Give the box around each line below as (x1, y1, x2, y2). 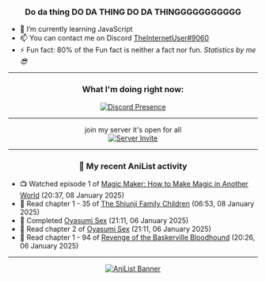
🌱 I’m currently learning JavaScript (19, 25, 133, 34)
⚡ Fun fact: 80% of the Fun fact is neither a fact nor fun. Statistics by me (19, 45, 256, 55)
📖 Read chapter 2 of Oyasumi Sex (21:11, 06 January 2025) (19, 224, 212, 233)
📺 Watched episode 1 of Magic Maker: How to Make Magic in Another (19, 179, 249, 188)
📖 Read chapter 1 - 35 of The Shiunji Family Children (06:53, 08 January (19, 198, 255, 208)
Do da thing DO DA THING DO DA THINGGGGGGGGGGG (25, 6, 241, 17)
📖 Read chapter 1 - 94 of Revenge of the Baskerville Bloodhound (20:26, (19, 233, 256, 242)
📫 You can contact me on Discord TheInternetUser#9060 (19, 33, 210, 43)
